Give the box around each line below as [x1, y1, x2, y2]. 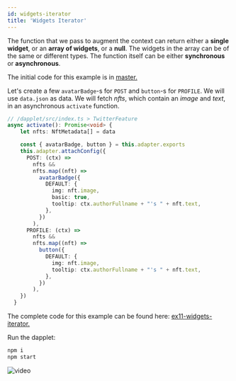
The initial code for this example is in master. [7, 72, 138, 81]
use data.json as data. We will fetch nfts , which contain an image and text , [7, 93, 225, 103]
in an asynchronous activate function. [7, 101, 120, 110]
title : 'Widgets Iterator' [7, 17, 87, 24]
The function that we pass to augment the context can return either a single [7, 36, 229, 45]
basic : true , [52, 194, 91, 201]
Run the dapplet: [7, 334, 56, 341]
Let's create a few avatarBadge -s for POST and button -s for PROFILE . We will [7, 86, 225, 95]
